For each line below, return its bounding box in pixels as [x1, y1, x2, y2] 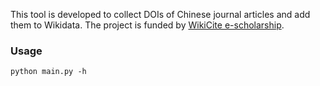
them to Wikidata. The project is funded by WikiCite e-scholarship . [10, 19, 285, 31]
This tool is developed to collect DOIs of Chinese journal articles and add [10, 9, 311, 20]
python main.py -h [10, 67, 87, 77]
